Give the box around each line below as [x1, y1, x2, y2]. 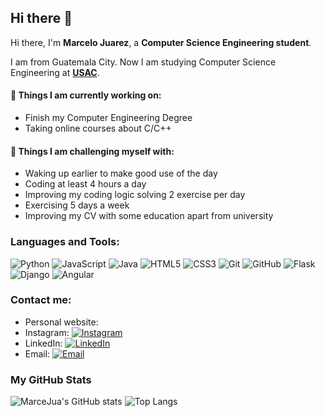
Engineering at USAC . [10, 66, 100, 78]
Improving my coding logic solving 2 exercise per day [24, 189, 246, 201]
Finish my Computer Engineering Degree [24, 112, 193, 124]
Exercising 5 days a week [24, 199, 130, 211]
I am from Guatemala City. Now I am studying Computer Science [10, 56, 277, 68]
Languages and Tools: [10, 235, 120, 249]
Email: [24, 347, 51, 360]
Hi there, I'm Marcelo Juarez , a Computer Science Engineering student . [10, 36, 312, 48]
